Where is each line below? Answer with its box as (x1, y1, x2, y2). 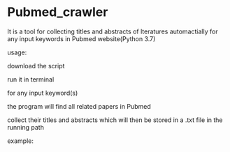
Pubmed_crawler (7, 4, 108, 20)
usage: (7, 48, 27, 56)
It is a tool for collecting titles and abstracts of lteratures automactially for (7, 27, 218, 36)
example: (7, 137, 34, 145)
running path (7, 123, 44, 131)
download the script (7, 61, 65, 70)
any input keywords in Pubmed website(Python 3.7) (7, 34, 156, 43)
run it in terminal (7, 75, 55, 84)
